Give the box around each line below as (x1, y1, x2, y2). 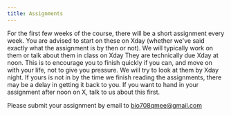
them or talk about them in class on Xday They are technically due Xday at (7, 51, 219, 59)
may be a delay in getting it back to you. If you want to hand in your (7, 80, 199, 88)
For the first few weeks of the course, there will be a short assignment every (7, 29, 225, 37)
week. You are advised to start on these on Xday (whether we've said (7, 36, 205, 45)
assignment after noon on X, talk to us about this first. (7, 88, 160, 96)
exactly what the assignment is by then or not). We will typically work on (7, 43, 213, 52)
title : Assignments (7, 10, 64, 17)
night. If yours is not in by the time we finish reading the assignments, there (7, 73, 222, 81)
